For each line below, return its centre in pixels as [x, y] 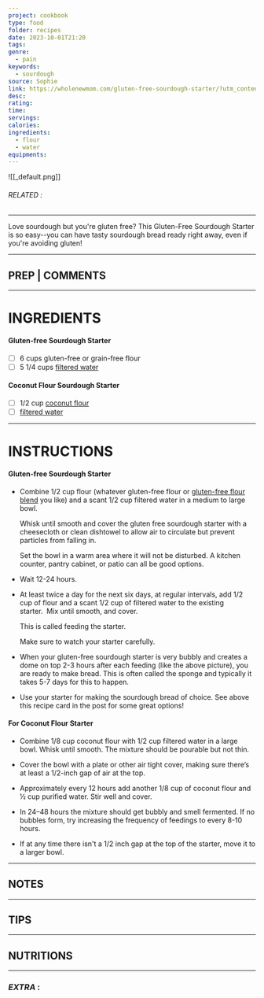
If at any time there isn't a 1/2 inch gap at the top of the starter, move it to [137, 844]
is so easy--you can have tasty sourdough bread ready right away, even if [128, 235]
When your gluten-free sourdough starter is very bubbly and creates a [133, 656]
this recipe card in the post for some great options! [102, 705]
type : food [26, 23]
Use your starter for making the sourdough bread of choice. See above [134, 697]
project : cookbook [38, 15]
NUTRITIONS [40, 956]
